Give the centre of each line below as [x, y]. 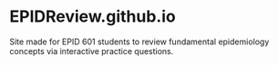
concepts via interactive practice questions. [92, 51]
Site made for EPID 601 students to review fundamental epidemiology [139, 42]
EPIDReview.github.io [93, 17]
